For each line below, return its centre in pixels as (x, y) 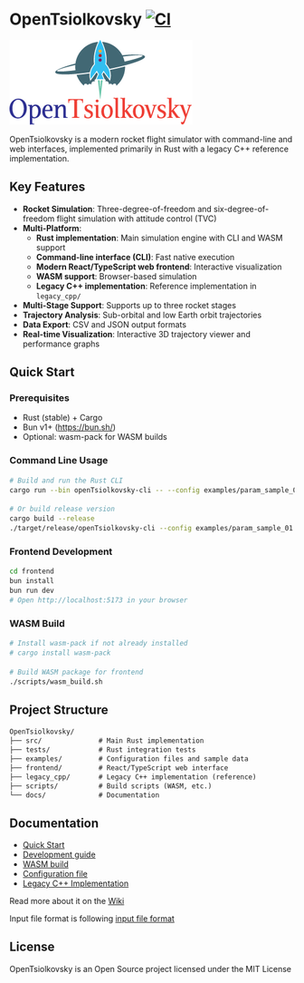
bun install (32, 581)
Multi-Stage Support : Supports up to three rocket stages (129, 305)
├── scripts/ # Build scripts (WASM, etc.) (111, 786)
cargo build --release (52, 519)
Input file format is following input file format (92, 919)
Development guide (59, 855)
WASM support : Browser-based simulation (116, 276)
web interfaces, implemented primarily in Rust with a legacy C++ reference (149, 149)
